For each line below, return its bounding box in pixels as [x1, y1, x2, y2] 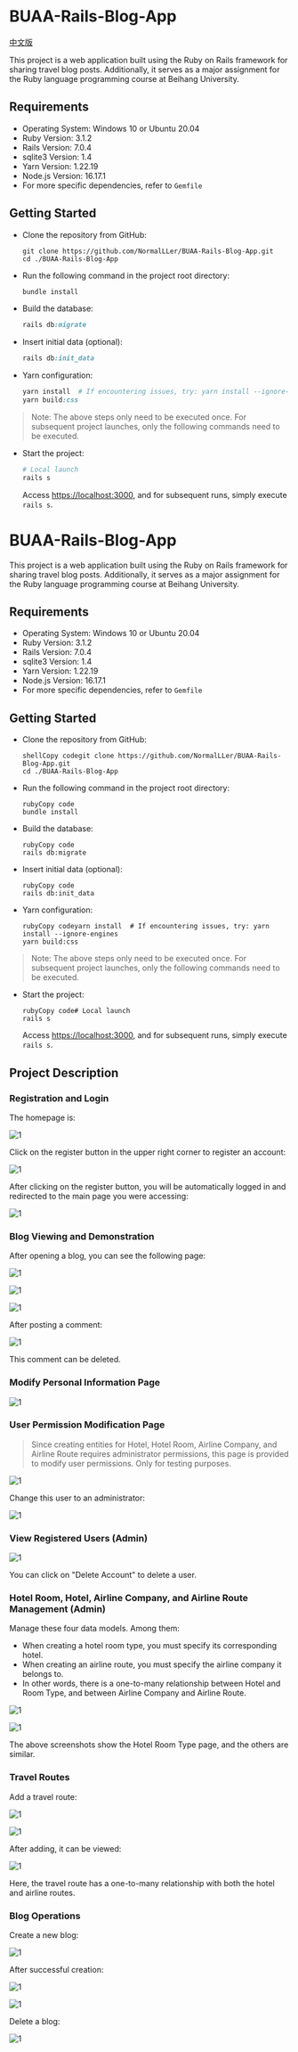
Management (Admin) [9, 1603, 107, 1615]
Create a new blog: [9, 1930, 79, 1941]
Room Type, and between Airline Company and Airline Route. [21, 1688, 246, 1698]
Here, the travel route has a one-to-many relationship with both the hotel [9, 1877, 276, 1888]
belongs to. [21, 1669, 64, 1680]
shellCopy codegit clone [21, 751, 115, 761]
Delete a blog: [9, 2016, 60, 2027]
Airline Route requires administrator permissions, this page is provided [30, 1448, 289, 1459]
